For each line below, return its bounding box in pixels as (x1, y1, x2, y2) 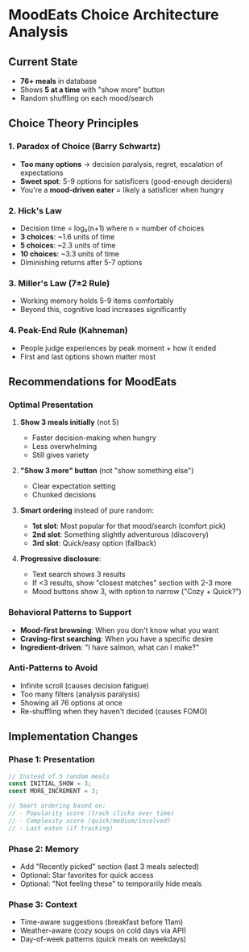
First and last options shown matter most (19, 351, 156, 361)
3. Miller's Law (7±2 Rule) (8, 277, 110, 289)
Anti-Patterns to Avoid (8, 663, 98, 674)
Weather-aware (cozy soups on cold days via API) (19, 925, 187, 936)
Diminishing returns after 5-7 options (19, 257, 143, 267)
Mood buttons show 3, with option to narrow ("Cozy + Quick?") (31, 587, 242, 597)
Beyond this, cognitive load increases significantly (19, 305, 187, 314)
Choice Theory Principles (8, 117, 139, 131)
